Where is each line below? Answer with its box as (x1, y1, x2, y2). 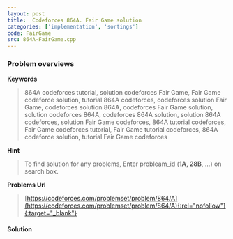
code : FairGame (7, 29, 52, 37)
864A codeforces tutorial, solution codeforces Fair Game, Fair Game (24, 88, 221, 97)
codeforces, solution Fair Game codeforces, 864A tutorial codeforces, (24, 118, 227, 126)
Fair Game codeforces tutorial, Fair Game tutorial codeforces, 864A (24, 125, 218, 134)
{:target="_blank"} (24, 209, 77, 217)
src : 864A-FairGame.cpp (7, 36, 77, 43)
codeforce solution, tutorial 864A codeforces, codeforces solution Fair (24, 95, 227, 105)
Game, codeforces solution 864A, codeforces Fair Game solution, (24, 103, 213, 111)
